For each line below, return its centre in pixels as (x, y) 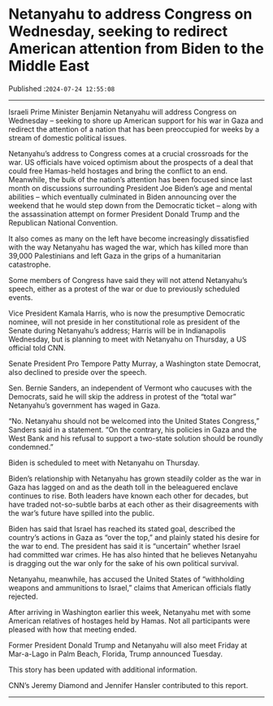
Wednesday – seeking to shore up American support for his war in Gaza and (136, 120)
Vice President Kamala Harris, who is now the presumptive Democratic (127, 313)
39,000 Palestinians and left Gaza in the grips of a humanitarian (115, 255)
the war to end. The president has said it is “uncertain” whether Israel (125, 546)
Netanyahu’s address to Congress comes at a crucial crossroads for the (129, 153)
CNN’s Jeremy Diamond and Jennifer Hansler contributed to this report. (128, 685)
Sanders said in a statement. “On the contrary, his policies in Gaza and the (133, 429)
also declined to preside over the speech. (78, 372)
